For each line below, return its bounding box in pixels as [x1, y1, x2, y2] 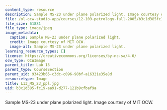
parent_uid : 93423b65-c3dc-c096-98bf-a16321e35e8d [5, 72, 112, 77]
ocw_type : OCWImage [5, 58, 46, 63]
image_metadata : [5, 30, 39, 35]
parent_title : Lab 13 [5, 62, 50, 67]
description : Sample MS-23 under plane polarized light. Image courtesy [5, 12, 159, 17]
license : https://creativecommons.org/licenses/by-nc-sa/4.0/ [5, 53, 137, 58]
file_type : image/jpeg [5, 26, 52, 31]
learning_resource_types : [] [5, 49, 66, 54]
